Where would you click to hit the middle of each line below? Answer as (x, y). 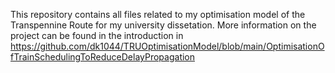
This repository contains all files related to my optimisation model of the (158, 14)
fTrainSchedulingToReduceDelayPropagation (103, 57)
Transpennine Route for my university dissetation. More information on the (163, 25)
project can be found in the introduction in (97, 35)
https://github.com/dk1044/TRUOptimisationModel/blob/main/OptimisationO (167, 46)
